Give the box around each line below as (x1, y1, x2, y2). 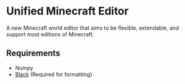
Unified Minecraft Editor (6, 4, 129, 18)
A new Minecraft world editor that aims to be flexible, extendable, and (6, 24, 180, 31)
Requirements (6, 48, 60, 59)
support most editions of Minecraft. (6, 30, 95, 37)
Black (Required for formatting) (14, 71, 92, 78)
